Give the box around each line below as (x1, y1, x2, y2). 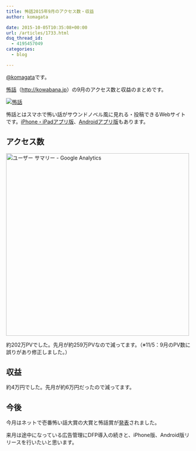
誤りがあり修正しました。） (6, 348, 70, 355)
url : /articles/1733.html (6, 30, 69, 36)
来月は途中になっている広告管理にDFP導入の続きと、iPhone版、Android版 (6, 432, 185, 439)
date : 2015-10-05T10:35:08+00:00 (6, 25, 88, 30)
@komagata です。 (6, 74, 50, 81)
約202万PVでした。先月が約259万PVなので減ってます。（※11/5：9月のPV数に (6, 341, 191, 348)
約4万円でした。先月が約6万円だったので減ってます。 (6, 384, 135, 391)
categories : (6, 46, 35, 53)
